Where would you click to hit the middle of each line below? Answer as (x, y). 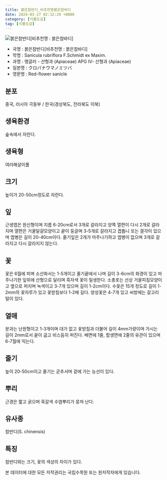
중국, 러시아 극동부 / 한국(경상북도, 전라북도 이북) (53, 104)
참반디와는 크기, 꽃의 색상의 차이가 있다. (44, 462)
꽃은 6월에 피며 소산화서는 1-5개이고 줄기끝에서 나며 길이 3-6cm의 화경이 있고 (81, 274)
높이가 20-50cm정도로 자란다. (35, 194)
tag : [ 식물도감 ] (20, 24)
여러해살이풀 (17, 164)
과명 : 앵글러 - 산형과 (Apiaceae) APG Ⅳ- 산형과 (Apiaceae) (72, 62)
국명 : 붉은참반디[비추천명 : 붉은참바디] (50, 49)
